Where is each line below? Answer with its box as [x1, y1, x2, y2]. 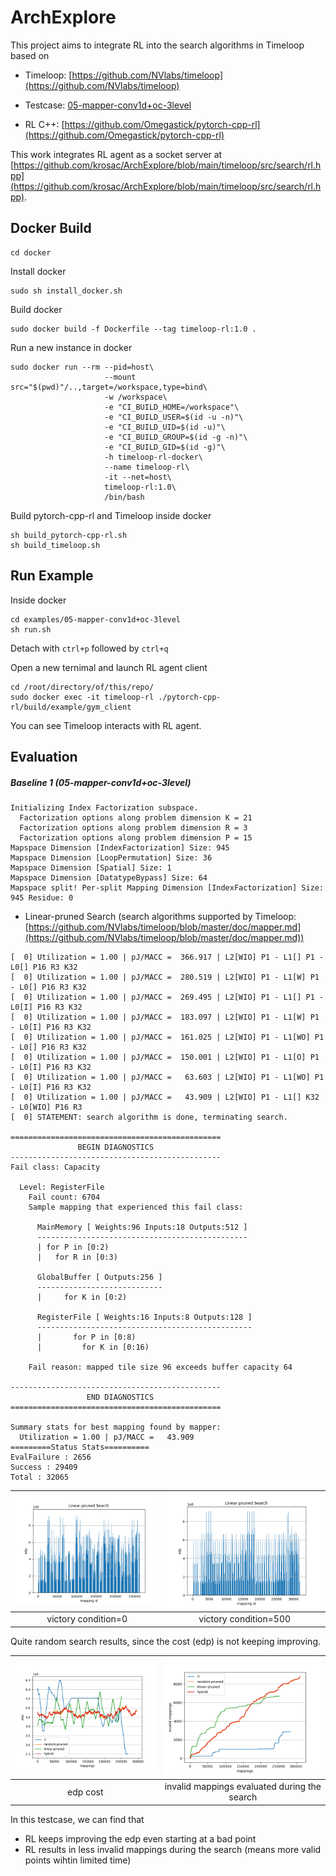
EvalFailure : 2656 [10, 1452, 92, 1462]
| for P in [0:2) [36, 1242, 110, 1252]
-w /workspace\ [104, 392, 168, 402]
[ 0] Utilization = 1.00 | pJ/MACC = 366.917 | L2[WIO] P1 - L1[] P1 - [10, 952, 325, 962]
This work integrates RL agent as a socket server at [10, 148, 223, 160]
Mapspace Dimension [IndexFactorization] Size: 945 [10, 842, 230, 853]
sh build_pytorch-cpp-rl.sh [10, 530, 128, 540]
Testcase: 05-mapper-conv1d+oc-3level [24, 99, 192, 111]
